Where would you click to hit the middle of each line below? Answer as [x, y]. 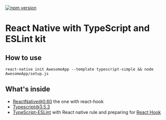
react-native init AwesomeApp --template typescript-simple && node [79, 69]
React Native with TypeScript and [78, 28]
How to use [23, 57]
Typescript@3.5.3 [31, 107]
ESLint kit [26, 39]
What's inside [28, 89]
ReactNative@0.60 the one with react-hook [58, 101]
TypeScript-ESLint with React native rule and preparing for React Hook [87, 112]
